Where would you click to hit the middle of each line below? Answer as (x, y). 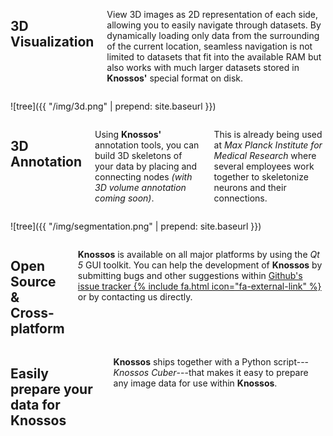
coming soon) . (124, 198)
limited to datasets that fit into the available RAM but (214, 57)
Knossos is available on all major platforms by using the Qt (198, 254)
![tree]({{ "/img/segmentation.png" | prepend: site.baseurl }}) (136, 226)
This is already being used (268, 134)
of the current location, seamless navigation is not (209, 46)
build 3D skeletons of (138, 155)
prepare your (51, 389)
